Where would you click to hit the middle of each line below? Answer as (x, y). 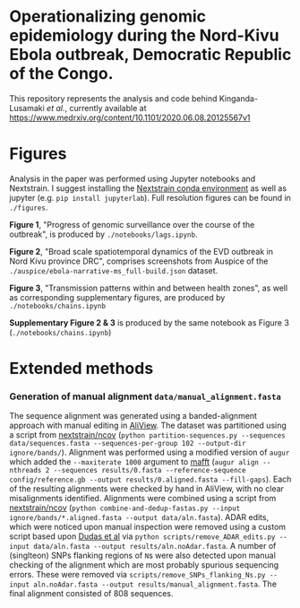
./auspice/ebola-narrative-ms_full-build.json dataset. (114, 270)
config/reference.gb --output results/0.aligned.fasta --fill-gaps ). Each (150, 479)
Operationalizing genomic (108, 17)
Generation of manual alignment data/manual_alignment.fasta (146, 396)
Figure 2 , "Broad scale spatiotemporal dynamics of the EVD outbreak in (141, 251)
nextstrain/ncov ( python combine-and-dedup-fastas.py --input (125, 508)
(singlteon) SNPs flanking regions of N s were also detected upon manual (142, 556)
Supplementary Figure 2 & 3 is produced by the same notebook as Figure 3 (149, 322)
